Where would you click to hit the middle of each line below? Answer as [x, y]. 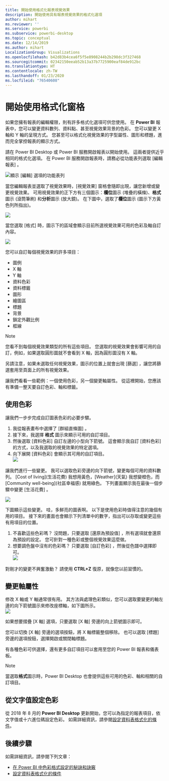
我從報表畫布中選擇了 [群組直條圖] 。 [51, 428]
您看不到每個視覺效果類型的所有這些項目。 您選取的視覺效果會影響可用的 [81, 346]
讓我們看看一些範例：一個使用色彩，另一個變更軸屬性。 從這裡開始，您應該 [83, 381]
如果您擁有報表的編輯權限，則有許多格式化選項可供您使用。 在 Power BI [80, 122]
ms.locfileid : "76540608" [32, 80]
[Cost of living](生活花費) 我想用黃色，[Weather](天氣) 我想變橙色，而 [87, 477]
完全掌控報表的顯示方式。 [36, 141]
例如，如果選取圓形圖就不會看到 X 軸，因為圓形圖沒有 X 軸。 [77, 353]
